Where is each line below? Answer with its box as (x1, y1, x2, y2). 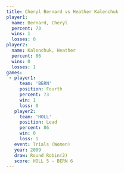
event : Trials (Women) (14, 141, 70, 147)
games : (6, 70, 23, 76)
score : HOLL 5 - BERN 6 (14, 158, 73, 164)
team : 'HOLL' (19, 114, 52, 119)
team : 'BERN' (19, 81, 52, 87)
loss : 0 (19, 102, 39, 109)
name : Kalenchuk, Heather (11, 48, 76, 54)
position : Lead (19, 119, 58, 125)
